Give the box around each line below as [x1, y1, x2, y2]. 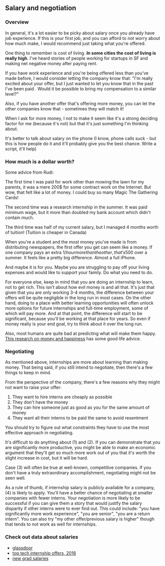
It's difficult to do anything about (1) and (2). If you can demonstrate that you [5, 439, 161, 445]
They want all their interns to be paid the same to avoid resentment [12, 415, 149, 421]
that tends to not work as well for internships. [5, 521, 97, 527]
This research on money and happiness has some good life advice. [5, 335, 141, 342]
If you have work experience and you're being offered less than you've [5, 70, 149, 76]
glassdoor [12, 545, 33, 551]
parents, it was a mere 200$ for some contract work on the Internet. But [5, 184, 151, 190]
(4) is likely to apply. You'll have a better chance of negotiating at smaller [5, 490, 153, 496]
